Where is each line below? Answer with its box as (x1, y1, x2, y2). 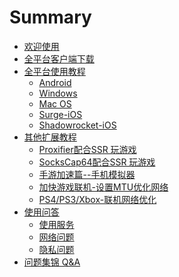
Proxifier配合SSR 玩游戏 (38, 143, 137, 155)
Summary (9, 6, 92, 29)
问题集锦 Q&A (23, 256, 81, 268)
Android (38, 76, 72, 88)
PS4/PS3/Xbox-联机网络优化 (38, 193, 157, 205)
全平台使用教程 (23, 65, 86, 77)
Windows (38, 87, 78, 99)
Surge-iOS (38, 108, 83, 120)
